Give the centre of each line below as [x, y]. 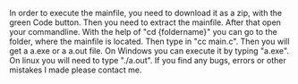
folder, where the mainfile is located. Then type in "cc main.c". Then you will [149, 41]
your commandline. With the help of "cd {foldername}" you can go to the [143, 32]
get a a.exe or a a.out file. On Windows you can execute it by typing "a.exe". [149, 51]
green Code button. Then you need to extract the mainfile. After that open [145, 22]
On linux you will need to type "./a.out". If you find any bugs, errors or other [148, 60]
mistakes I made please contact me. [76, 70]
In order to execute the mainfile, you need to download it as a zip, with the [146, 13]
